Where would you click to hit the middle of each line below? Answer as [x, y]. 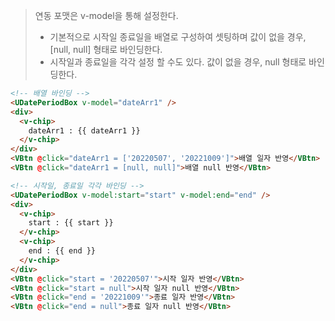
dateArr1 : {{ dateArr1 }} [84, 130]
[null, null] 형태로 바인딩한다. [106, 49]
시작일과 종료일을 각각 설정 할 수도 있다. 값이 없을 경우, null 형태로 [178, 62]
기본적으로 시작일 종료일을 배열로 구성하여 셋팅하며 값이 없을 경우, [178, 37]
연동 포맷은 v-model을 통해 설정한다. [106, 15]
